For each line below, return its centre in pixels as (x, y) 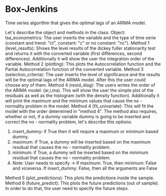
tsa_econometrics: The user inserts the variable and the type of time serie (81, 38)
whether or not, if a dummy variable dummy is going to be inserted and (78, 116)
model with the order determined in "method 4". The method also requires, (81, 111)
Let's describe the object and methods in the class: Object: (65, 32)
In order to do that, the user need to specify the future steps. (67, 188)
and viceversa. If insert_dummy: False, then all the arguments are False (85, 168)
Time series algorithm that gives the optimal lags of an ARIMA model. (76, 23)
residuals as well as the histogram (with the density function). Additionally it (82, 96)
